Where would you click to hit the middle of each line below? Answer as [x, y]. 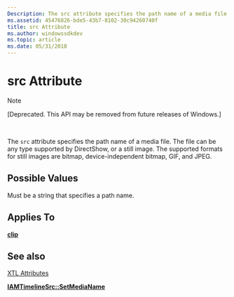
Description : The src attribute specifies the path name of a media [109, 14]
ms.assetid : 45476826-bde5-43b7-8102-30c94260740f [83, 20]
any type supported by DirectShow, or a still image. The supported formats [115, 149]
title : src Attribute [39, 27]
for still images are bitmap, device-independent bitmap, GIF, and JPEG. [110, 156]
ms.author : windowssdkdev [45, 33]
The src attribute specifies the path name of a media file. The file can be [112, 141]
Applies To [31, 217]
